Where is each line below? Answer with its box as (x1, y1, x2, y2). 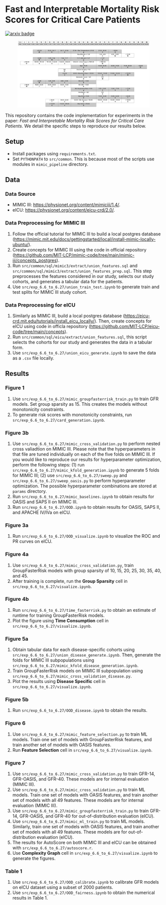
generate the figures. (12, 855, 56, 861)
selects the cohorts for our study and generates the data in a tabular (12, 339, 153, 345)
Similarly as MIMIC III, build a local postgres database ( (12, 313, 125, 319)
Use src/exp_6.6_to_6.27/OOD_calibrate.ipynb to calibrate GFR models (12, 879, 159, 885)
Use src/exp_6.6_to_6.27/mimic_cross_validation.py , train (12, 562, 134, 568)
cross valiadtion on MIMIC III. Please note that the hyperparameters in (12, 446, 156, 452)
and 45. (12, 572, 28, 578)
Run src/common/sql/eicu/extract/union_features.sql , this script (12, 334, 147, 339)
